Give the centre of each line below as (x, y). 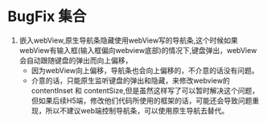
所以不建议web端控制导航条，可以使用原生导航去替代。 (137, 110)
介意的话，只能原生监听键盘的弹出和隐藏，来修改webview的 (130, 80)
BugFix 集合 (47, 16)
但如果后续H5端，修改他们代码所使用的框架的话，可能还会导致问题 (142, 100)
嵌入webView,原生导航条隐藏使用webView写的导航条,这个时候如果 (129, 40)
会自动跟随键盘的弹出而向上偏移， (76, 60)
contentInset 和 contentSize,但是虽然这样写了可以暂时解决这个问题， (145, 90)
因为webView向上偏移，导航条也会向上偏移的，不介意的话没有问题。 (145, 70)
